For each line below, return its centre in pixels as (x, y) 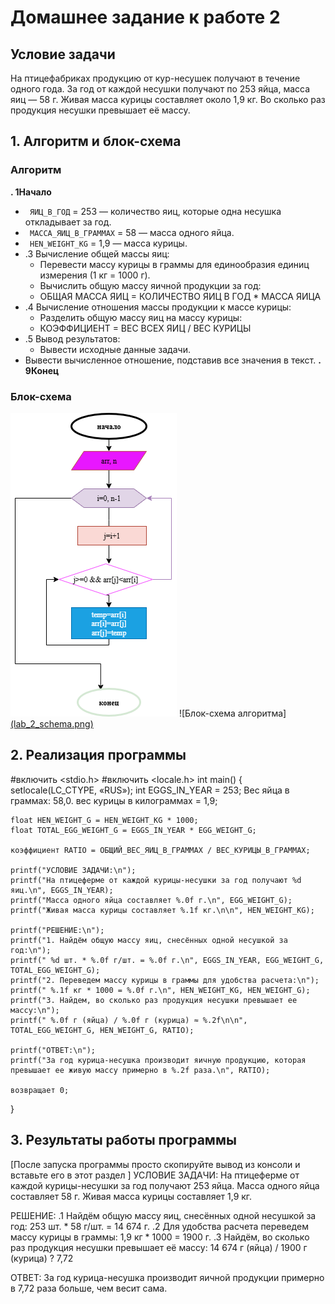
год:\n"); (31, 950)
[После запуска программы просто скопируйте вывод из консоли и (155, 1164)
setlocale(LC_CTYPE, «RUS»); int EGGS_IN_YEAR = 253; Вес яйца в (150, 790)
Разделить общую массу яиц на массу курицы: (141, 317)
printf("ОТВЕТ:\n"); (53, 1050)
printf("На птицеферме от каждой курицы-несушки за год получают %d (156, 880)
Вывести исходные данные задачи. (115, 349)
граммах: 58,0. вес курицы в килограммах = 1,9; (114, 800)
